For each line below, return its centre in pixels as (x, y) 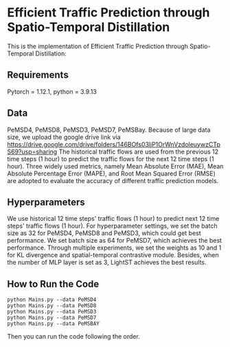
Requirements (38, 75)
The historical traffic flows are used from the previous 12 (139, 152)
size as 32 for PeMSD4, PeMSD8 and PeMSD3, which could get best (104, 233)
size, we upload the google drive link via (64, 137)
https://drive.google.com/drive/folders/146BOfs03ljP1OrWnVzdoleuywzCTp (114, 144)
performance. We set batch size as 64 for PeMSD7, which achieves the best (114, 241)
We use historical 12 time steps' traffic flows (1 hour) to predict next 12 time (113, 219)
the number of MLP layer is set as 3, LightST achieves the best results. (107, 263)
